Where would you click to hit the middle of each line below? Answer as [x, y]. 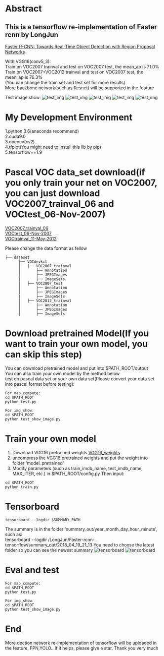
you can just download [53, 193]
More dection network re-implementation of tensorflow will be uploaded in [81, 643]
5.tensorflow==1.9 [24, 152]
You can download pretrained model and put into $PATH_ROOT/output [77, 368]
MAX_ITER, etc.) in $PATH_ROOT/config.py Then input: [68, 474]
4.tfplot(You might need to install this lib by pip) [53, 147]
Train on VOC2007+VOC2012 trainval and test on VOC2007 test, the [74, 72]
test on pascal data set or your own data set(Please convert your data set [80, 379]
